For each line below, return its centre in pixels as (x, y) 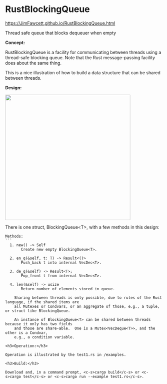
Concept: (15, 42)
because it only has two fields (39, 324)
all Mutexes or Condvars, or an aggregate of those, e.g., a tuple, (87, 306)
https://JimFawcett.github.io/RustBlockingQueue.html (60, 23)
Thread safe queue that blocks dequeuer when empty (61, 33)
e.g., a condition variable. (44, 337)
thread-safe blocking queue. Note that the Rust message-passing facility (80, 57)
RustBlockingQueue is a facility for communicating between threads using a (83, 52)
